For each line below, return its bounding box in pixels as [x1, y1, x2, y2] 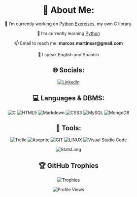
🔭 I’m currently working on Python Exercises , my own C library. [4, 21, 133, 27]
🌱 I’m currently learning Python [37, 30, 100, 36]
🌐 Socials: [52, 66, 85, 75]
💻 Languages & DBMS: [32, 94, 105, 103]
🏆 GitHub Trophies [38, 161, 99, 170]
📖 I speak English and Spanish [38, 51, 99, 57]
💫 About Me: [42, 4, 95, 16]
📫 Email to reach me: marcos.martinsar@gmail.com [14, 40, 123, 46]
